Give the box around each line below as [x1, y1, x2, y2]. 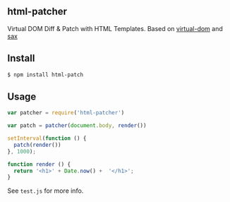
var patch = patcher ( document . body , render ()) [7, 122, 147, 129]
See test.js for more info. [7, 186, 84, 195]
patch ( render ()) [13, 141, 61, 148]
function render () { [7, 160, 71, 168]
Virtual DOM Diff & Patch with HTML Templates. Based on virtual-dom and [7, 24, 224, 32]
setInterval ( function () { [7, 135, 87, 142]
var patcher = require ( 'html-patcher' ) [7, 109, 125, 117]
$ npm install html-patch [7, 71, 83, 78]
